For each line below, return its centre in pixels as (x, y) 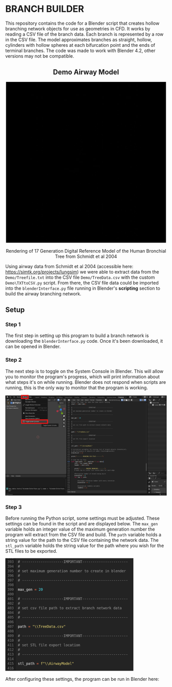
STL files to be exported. (31, 551)
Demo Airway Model (86, 72)
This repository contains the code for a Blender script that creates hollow (82, 23)
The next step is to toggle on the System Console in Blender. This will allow (84, 371)
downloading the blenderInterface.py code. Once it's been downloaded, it (84, 341)
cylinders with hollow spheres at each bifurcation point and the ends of (80, 45)
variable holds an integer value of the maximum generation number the (80, 529)
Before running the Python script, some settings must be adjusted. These (82, 518)
